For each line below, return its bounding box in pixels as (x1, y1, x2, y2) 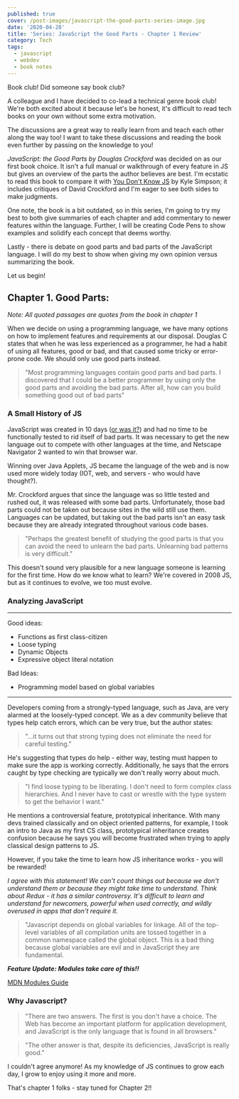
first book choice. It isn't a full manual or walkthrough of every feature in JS (7, 161, 229, 171)
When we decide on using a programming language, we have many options (7, 324, 229, 333)
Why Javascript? (7, 996, 68, 1006)
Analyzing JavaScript (7, 596, 84, 606)
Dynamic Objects (17, 648, 69, 656)
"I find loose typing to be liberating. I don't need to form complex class (24, 783, 232, 791)
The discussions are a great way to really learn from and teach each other (7, 125, 224, 134)
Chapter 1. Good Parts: (7, 292, 110, 304)
